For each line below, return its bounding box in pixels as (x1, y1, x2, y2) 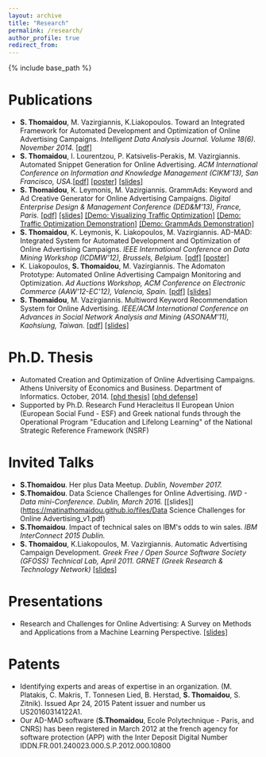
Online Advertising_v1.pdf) (19, 513, 106, 523)
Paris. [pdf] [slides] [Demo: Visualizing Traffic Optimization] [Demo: (19, 210, 241, 220)
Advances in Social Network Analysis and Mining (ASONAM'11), (19, 312, 229, 322)
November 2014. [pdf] (19, 143, 93, 152)
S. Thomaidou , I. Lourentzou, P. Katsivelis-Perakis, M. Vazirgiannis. (19, 151, 241, 161)
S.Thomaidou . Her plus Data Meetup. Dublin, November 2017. (19, 480, 222, 489)
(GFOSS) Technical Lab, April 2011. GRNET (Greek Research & (19, 555, 224, 566)
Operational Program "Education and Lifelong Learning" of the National (19, 418, 253, 426)
